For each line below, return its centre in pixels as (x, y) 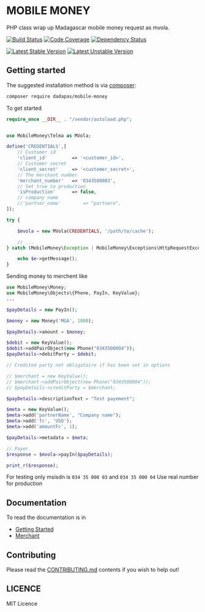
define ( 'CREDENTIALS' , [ (37, 147)
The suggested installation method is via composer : (71, 85)
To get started (24, 108)
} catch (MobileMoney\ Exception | (50, 248)
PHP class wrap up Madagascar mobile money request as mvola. (88, 27)
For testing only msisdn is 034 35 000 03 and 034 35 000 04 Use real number (103, 477)
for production (24, 484)
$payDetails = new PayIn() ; (42, 310)
